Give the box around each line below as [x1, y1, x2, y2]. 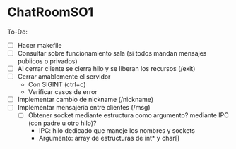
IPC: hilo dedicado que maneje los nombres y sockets [38, 127, 196, 135]
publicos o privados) [17, 57, 78, 65]
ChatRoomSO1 [7, 4, 94, 20]
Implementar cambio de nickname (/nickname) [17, 96, 154, 104]
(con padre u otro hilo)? [28, 119, 97, 127]
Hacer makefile [17, 41, 62, 49]
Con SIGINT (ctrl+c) [28, 80, 86, 89]
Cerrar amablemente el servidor [17, 72, 111, 81]
